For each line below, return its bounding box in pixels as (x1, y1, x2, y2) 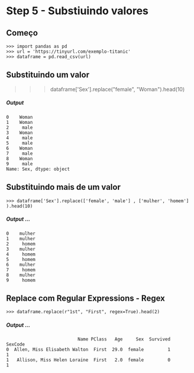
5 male (6, 140, 33, 146)
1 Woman (6, 119, 33, 125)
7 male (6, 150, 33, 157)
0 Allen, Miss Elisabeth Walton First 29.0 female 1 (6, 347, 170, 353)
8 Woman (6, 155, 33, 161)
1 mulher (6, 235, 35, 241)
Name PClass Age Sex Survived (77, 336, 170, 342)
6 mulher (6, 262, 35, 267)
